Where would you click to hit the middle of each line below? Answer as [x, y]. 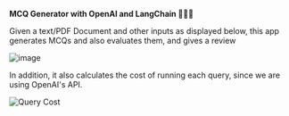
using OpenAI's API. [46, 84]
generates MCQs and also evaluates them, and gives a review [123, 41]
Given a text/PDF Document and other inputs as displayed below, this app [144, 31]
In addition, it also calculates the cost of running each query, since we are [145, 75]
